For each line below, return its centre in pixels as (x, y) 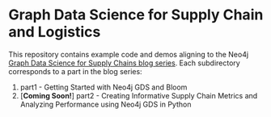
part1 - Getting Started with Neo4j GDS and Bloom (104, 87)
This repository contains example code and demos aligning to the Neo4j (129, 54)
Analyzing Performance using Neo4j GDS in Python (106, 104)
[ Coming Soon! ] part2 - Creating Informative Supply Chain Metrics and (139, 95)
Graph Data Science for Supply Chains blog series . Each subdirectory (124, 63)
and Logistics (55, 32)
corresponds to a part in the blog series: (76, 71)
